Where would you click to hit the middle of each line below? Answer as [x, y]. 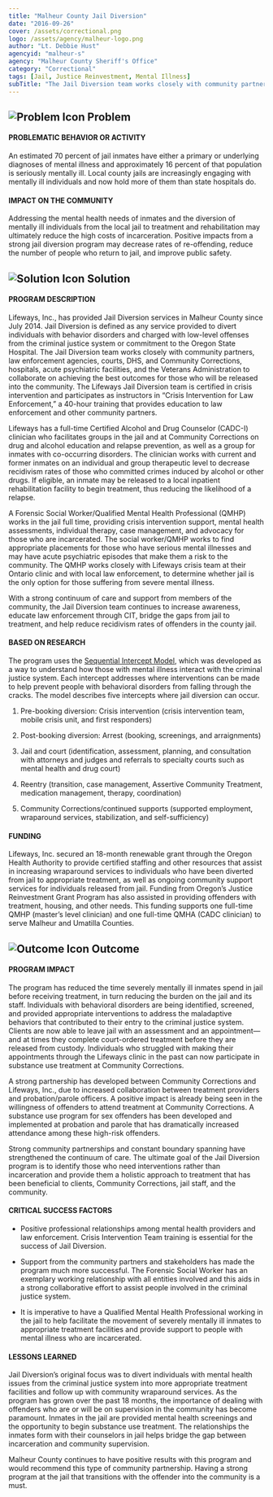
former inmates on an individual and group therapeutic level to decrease [129, 463]
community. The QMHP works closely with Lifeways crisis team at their [127, 565]
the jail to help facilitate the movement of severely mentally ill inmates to [141, 1321]
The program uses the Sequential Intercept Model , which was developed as [135, 661]
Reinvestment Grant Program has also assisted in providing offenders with [132, 897]
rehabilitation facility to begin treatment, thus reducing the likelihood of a [130, 488]
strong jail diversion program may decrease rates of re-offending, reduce [131, 244]
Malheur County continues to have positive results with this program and [130, 1460]
